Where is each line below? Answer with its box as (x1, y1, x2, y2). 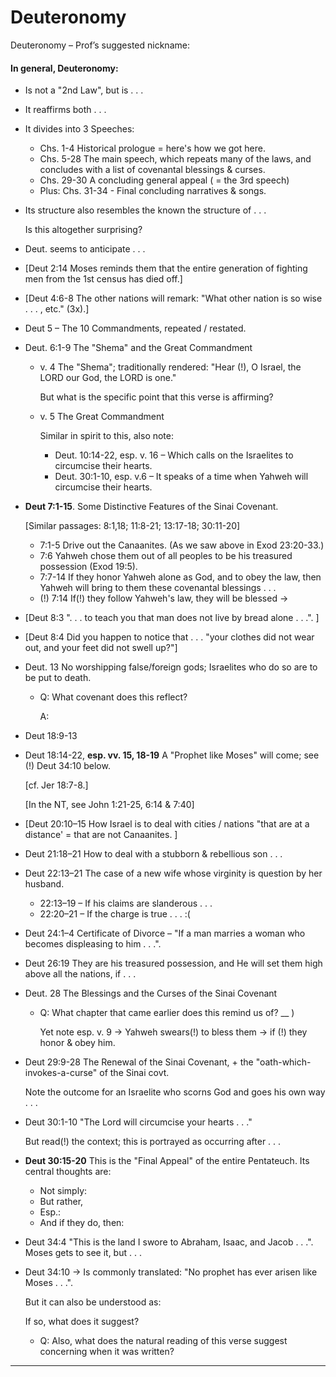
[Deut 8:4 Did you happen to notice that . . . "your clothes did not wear (24, 631, 315, 643)
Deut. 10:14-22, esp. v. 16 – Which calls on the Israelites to (54, 449, 294, 461)
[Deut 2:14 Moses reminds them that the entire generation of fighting (24, 262, 308, 275)
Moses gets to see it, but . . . (24, 1247, 142, 1259)
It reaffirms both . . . (24, 104, 107, 116)
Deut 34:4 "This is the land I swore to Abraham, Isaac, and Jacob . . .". (24, 1236, 314, 1248)
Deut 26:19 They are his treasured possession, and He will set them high (24, 957, 323, 970)
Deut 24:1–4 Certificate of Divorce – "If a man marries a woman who (24, 927, 306, 940)
